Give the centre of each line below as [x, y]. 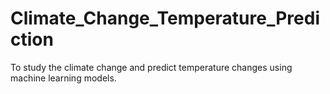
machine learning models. [63, 78]
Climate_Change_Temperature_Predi [165, 18]
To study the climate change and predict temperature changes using [151, 67]
